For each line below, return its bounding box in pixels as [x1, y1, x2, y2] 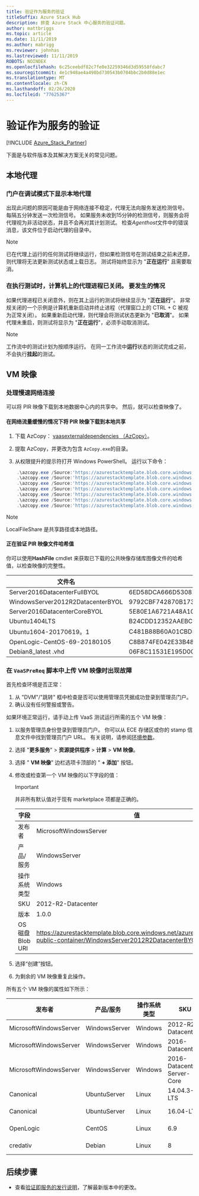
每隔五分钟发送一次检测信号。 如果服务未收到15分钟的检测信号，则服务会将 [6, 212, 190, 219]
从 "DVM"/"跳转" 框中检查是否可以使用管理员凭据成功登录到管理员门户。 [14, 693, 192, 701]
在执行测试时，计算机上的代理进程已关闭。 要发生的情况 [6, 282, 166, 290]
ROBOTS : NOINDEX [6, 58, 46, 64]
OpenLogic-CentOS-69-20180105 [9, 638, 111, 646]
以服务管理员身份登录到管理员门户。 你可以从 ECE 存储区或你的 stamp [14, 726, 187, 734]
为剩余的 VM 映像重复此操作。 [14, 973, 89, 980]
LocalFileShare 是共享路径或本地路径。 [6, 525, 101, 532]
